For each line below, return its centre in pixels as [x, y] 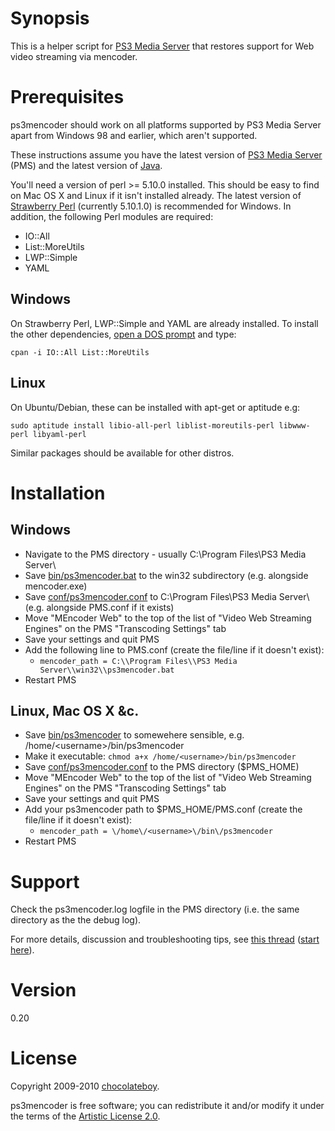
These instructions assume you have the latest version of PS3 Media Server [166, 154]
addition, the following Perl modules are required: [112, 216]
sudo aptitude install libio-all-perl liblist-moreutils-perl [142, 425]
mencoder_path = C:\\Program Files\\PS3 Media [138, 661]
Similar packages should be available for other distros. [122, 453]
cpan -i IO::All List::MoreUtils [80, 352]
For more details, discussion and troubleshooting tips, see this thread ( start [165, 939]
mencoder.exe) [56, 586]
